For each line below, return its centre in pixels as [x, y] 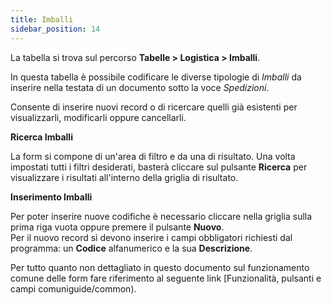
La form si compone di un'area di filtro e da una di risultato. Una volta [153, 156]
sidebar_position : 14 [55, 29]
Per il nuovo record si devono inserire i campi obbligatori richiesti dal [151, 237]
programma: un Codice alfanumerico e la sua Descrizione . [131, 248]
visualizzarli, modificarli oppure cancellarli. [98, 117]
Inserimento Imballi [51, 197]
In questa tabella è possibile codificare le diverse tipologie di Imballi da [156, 77]
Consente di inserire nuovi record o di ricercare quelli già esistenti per [154, 107]
